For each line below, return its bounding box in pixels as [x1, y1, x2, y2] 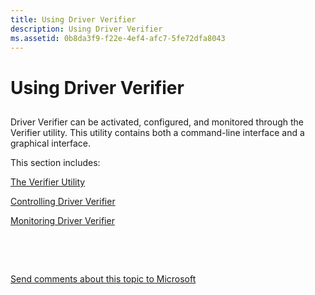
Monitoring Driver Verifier [10, 214, 115, 226]
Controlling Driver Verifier [10, 195, 116, 207]
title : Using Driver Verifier [10, 14, 137, 25]
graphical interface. [10, 137, 92, 149]
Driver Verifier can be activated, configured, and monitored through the [10, 116, 304, 128]
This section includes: [10, 156, 101, 168]
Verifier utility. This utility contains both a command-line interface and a [10, 126, 305, 138]
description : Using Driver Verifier [10, 24, 163, 34]
